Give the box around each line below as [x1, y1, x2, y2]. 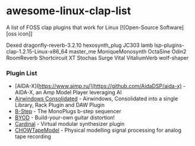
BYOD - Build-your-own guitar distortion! [14, 114, 115, 121]
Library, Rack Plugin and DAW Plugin [14, 101, 105, 109]
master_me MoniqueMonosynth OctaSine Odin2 [68, 47, 187, 55]
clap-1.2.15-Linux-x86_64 [6, 47, 68, 55]
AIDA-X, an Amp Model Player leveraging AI [14, 89, 122, 96]
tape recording [14, 133, 52, 140]
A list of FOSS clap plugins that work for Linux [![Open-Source [6, 24, 159, 31]
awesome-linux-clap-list [6, 4, 131, 18]
